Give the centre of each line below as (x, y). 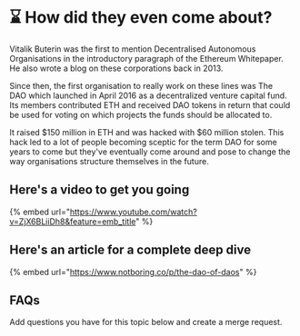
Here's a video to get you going (100, 190)
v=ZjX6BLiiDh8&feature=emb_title (73, 221)
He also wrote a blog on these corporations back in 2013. (116, 68)
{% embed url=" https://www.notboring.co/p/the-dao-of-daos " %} (133, 272)
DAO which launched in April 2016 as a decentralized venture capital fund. (149, 95)
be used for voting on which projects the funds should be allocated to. (141, 114)
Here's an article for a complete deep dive (130, 250)
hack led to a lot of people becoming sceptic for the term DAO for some (143, 142)
